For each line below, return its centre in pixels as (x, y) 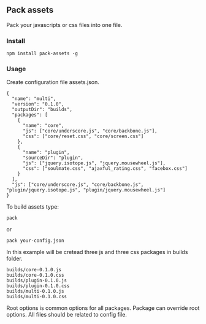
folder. (14, 259)
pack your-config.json (35, 241)
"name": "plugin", (46, 153)
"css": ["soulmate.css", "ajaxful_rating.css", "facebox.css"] (105, 169)
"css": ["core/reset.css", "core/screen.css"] (83, 137)
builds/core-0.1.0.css (35, 276)
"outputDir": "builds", (42, 110)
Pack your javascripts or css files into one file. (64, 25)
